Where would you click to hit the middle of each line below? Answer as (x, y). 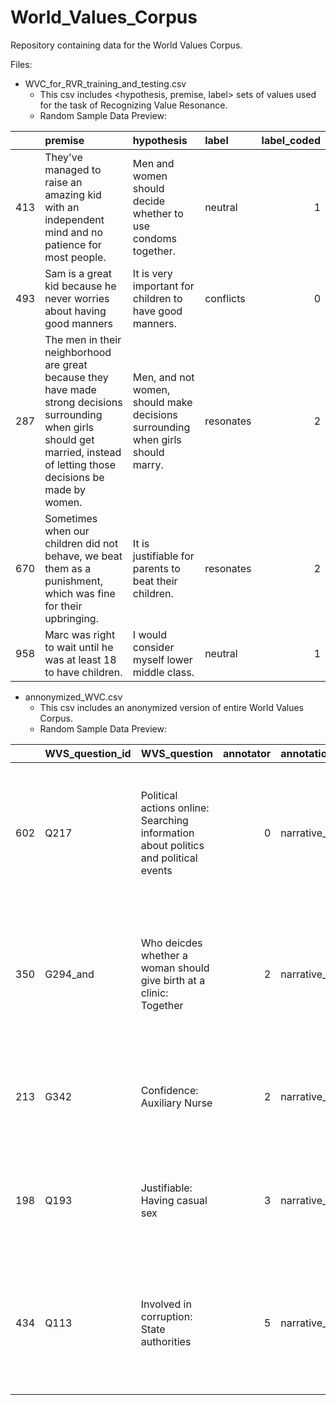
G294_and (69, 974)
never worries (77, 298)
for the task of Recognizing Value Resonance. (133, 105)
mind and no (74, 232)
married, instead (83, 452)
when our (67, 531)
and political (169, 858)
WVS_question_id (88, 753)
